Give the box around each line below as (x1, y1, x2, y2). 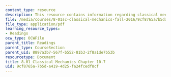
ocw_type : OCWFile (5, 36, 44, 41)
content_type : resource (5, 7, 56, 13)
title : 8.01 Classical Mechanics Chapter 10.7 (5, 59, 106, 64)
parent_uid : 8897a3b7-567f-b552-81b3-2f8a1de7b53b (5, 50, 115, 55)
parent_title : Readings (5, 41, 56, 46)
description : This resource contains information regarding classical (5, 12, 158, 17)
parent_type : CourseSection (5, 45, 65, 50)
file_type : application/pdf (5, 21, 65, 27)
